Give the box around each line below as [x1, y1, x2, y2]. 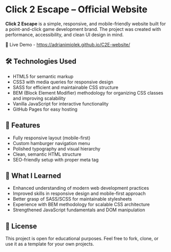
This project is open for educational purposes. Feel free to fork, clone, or [5, 236, 159, 242]
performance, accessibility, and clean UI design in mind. [5, 31, 124, 38]
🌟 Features [5, 121, 40, 130]
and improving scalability [12, 95, 66, 101]
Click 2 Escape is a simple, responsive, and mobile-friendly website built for [5, 21, 166, 27]
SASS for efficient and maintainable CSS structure [12, 84, 119, 91]
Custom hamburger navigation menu [12, 140, 91, 146]
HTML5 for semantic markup [12, 73, 74, 79]
